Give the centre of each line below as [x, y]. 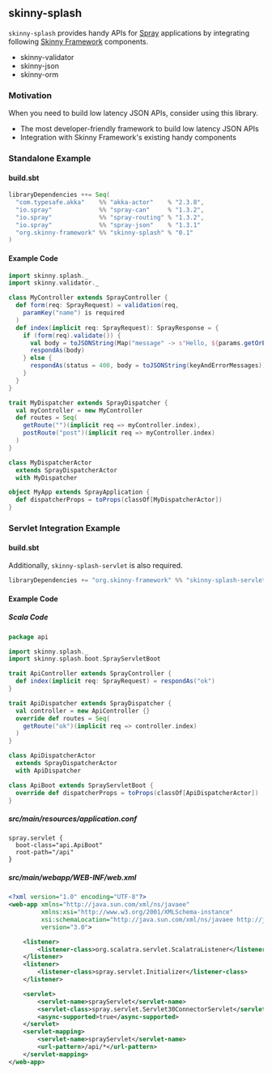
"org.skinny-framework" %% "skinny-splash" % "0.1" [105, 233]
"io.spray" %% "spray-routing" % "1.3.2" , [110, 217]
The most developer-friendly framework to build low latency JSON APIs [139, 129]
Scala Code [28, 617]
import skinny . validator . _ [54, 283]
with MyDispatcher [47, 477]
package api [28, 637]
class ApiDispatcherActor [52, 756]
